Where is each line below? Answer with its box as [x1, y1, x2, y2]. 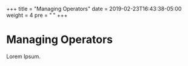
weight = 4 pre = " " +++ [6, 12, 68, 19]
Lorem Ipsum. [6, 53, 41, 60]
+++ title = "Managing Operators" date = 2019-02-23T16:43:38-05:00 [6, 5, 182, 12]
